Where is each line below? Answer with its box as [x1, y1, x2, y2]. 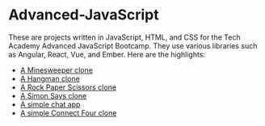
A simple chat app [19, 99, 81, 109]
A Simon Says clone [19, 90, 87, 100]
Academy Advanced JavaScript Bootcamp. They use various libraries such [8, 40, 258, 50]
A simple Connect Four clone [19, 107, 117, 118]
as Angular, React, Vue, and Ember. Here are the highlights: [8, 49, 206, 59]
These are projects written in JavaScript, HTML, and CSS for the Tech [8, 32, 241, 42]
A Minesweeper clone [19, 65, 93, 74]
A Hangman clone [19, 73, 81, 83]
